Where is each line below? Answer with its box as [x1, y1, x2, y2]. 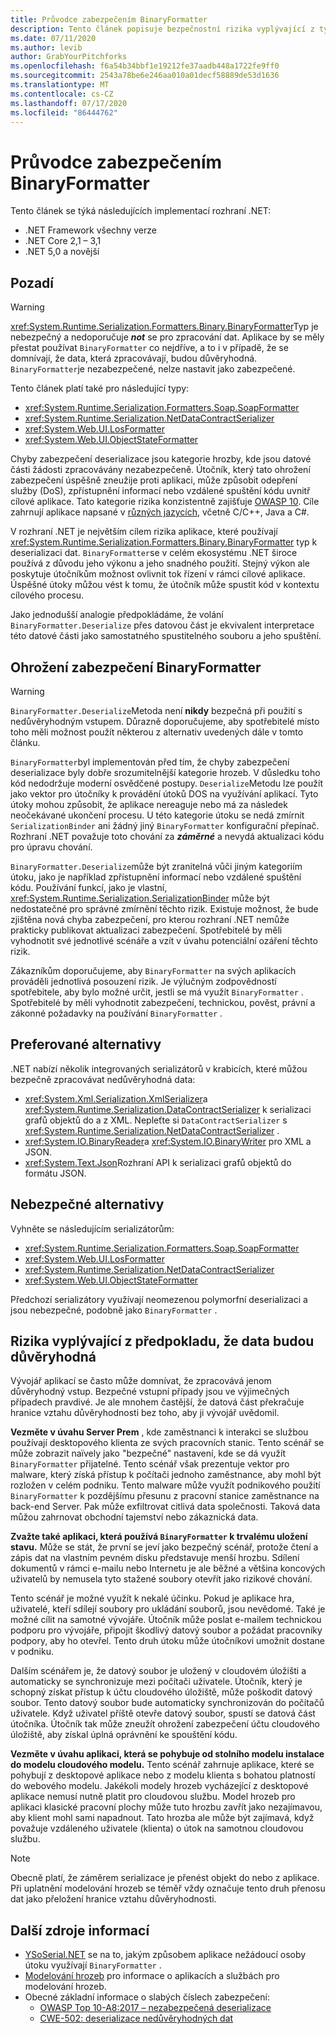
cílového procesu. [10, 589, 85, 601]
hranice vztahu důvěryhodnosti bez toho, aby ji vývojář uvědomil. [10, 1407, 280, 1419]
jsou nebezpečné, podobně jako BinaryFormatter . [10, 1304, 218, 1316]
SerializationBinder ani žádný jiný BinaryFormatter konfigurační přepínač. [10, 819, 320, 831]
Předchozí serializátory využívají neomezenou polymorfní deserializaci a [10, 1293, 308, 1305]
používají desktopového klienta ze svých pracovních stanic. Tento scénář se [10, 1437, 325, 1449]
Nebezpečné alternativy [10, 1196, 165, 1213]
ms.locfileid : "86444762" [10, 107, 118, 118]
